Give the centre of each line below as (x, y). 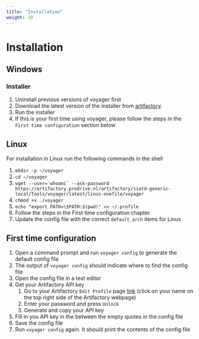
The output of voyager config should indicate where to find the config (101, 265)
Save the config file (39, 323)
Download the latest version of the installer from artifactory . (88, 106)
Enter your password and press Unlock (71, 304)
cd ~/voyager (31, 177)
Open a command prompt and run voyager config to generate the (96, 253)
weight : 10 (20, 17)
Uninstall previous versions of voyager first (68, 99)
